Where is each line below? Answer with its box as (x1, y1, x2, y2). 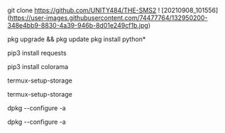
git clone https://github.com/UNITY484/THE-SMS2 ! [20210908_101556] (7, 6, 219, 14)
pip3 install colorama (7, 63, 69, 70)
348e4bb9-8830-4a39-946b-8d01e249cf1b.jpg (7, 21, 149, 29)
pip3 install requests (7, 49, 67, 57)
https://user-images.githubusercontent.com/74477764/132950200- (9, 14, 208, 22)
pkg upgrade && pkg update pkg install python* (7, 35, 146, 43)
